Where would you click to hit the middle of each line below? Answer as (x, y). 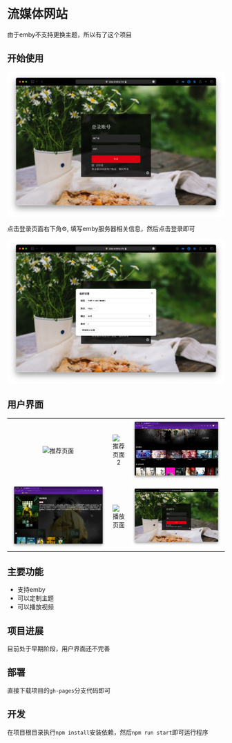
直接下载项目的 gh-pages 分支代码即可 (59, 690)
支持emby (31, 590)
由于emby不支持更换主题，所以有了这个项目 (70, 34)
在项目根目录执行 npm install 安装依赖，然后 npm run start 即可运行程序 (108, 732)
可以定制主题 (35, 598)
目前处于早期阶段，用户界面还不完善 (59, 648)
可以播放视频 (35, 607)
